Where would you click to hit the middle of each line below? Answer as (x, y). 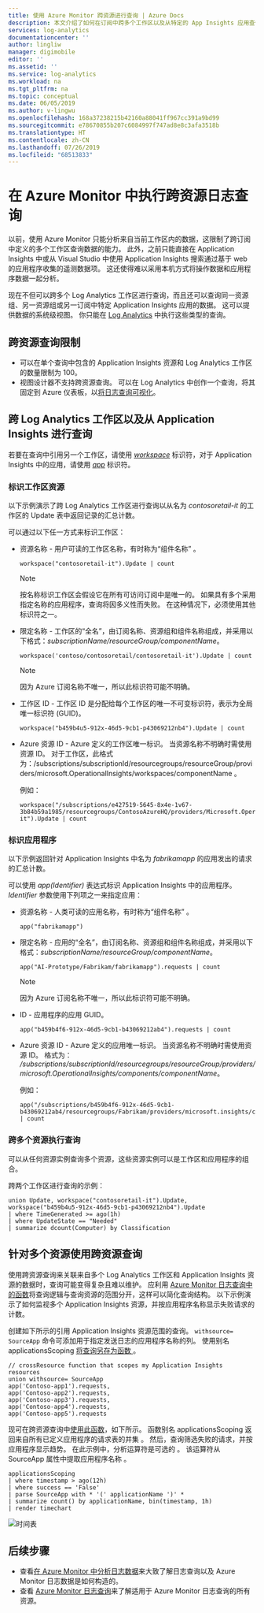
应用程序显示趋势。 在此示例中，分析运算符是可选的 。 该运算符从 (114, 1449)
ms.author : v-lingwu (42, 111)
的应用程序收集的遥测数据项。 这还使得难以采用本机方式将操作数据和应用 (126, 269)
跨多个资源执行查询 (44, 1140)
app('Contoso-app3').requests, (59, 1399)
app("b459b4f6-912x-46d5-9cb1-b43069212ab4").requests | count (125, 1030)
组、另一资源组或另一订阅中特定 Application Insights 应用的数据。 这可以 (126, 305)
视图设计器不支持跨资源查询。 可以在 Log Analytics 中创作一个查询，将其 (137, 382)
